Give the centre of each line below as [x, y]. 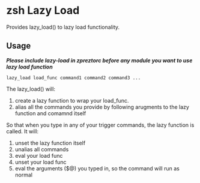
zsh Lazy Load [43, 10]
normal [24, 175]
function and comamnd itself [50, 113]
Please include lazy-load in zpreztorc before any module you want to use [99, 60]
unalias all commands [42, 149]
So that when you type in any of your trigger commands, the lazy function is [100, 125]
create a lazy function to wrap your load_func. [72, 100]
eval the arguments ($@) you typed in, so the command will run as [97, 168]
